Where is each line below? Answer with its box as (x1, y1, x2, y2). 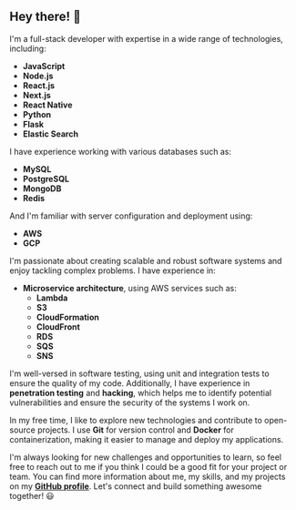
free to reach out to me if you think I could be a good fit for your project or (9, 461, 288, 472)
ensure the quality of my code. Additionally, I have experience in (9, 377, 250, 388)
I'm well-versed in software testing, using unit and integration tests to (9, 368, 270, 379)
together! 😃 (9, 490, 55, 501)
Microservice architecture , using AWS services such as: (22, 282, 237, 293)
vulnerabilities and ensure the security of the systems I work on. (9, 397, 250, 408)
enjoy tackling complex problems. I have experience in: (9, 265, 216, 276)
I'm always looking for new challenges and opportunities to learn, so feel (9, 452, 282, 463)
